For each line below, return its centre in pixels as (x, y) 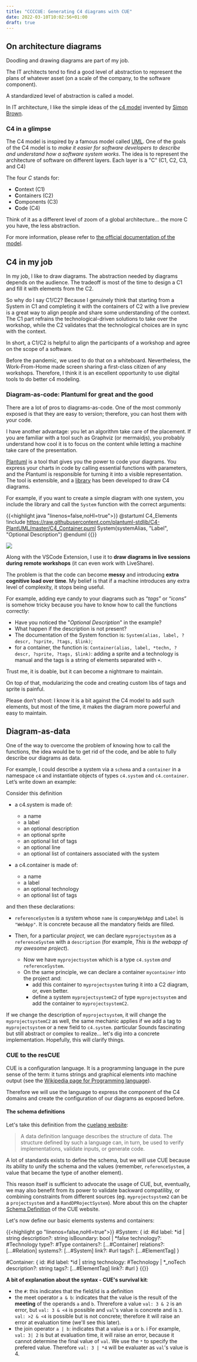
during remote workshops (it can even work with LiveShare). (80, 563)
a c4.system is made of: (43, 805)
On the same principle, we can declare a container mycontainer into (105, 972)
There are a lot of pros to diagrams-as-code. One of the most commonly (94, 407)
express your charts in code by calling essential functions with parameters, (97, 468)
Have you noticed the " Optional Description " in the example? (88, 622)
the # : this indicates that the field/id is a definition (74, 1291)
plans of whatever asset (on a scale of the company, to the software (88, 78)
